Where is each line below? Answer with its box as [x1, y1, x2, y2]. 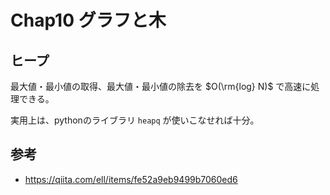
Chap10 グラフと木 [10, 9, 167, 32]
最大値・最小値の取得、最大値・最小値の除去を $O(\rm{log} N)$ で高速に [10, 81, 312, 92]
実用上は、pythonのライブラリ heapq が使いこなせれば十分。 [10, 114, 260, 126]
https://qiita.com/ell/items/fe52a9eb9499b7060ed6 [24, 173, 238, 185]
